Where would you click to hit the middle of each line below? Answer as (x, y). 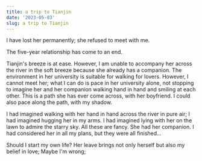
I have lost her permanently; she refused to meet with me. (78, 41)
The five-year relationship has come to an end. (64, 52)
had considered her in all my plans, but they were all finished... (84, 133)
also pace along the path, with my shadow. (59, 102)
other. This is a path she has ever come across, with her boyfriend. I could (98, 96)
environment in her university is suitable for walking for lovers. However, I (97, 77)
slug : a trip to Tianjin (37, 23)
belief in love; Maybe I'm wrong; (46, 151)
